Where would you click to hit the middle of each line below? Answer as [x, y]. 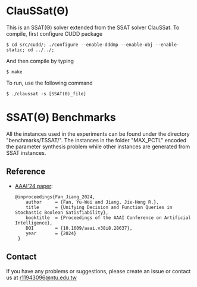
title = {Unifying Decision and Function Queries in [99, 207]
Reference [26, 172]
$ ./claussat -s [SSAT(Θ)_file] [46, 93]
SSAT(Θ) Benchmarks [61, 118]
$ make [14, 72]
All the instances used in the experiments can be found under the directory [98, 134]
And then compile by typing [40, 61]
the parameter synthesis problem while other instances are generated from [98, 146]
